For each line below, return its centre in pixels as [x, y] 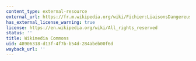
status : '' [19, 33]
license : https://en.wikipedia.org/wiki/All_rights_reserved [82, 28]
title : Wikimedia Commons [37, 38]
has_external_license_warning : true [50, 22]
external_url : [23, 17]
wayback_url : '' [26, 49]
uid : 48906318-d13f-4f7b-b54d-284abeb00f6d [60, 44]
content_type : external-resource [47, 11]
